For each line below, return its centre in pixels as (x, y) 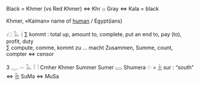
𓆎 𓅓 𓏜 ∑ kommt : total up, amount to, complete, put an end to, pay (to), (94, 34)
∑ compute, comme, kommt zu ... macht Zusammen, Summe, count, (90, 48)
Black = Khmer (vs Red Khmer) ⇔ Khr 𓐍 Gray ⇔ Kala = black (83, 9)
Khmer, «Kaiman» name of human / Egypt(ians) (64, 21)
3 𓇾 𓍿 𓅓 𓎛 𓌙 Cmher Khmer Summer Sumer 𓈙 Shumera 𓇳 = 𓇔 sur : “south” (100, 67)
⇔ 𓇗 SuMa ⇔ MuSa (33, 76)
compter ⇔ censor (30, 54)
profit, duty (20, 41)
